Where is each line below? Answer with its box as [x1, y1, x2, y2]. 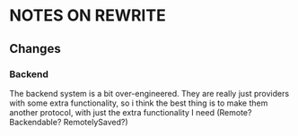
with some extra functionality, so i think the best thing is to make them [9, 98, 268, 108]
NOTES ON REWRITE [9, 5, 166, 26]
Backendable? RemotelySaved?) [9, 116, 128, 127]
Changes [9, 41, 61, 56]
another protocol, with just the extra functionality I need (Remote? [9, 106, 252, 117]
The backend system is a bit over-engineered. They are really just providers [9, 88, 290, 98]
